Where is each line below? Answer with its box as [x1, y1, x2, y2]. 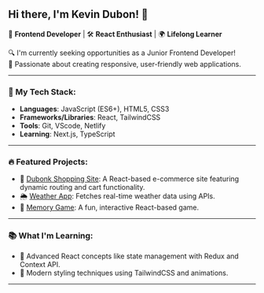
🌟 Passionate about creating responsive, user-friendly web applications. [8, 59, 242, 69]
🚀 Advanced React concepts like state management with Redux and [19, 251, 240, 261]
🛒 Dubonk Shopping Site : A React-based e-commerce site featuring [19, 174, 240, 184]
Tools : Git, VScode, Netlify [19, 121, 106, 131]
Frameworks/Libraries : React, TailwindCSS [19, 113, 161, 122]
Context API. [19, 259, 60, 269]
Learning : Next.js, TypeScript [19, 129, 115, 139]
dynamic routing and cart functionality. [19, 183, 145, 192]
